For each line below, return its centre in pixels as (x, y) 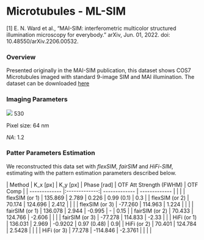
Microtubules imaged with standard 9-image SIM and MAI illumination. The (100, 77)
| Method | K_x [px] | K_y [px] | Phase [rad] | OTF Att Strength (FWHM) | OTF (102, 184)
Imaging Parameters (37, 99)
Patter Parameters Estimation (51, 153)
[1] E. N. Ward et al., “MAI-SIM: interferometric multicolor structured (91, 28)
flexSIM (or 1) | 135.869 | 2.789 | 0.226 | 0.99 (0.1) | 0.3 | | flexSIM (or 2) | (98, 198)
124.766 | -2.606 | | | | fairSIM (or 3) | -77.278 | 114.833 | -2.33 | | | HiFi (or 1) (102, 217)
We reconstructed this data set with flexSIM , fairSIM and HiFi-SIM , (90, 166)
